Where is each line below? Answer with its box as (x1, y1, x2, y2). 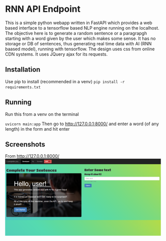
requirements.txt (5, 85, 41, 90)
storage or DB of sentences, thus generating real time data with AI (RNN (5, 40, 152, 46)
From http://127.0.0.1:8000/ (5, 153, 60, 159)
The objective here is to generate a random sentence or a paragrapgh (5, 30, 147, 36)
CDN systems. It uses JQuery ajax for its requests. (5, 51, 108, 57)
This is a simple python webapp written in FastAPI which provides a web (5, 20, 152, 26)
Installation (5, 66, 41, 74)
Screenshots (5, 140, 45, 148)
